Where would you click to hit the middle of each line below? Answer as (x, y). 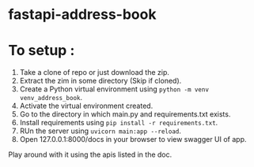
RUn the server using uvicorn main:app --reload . (100, 131)
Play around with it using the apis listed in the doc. (90, 154)
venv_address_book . (51, 98)
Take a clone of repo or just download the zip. (95, 72)
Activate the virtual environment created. (86, 106)
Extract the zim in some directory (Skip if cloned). (100, 81)
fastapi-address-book (82, 15)
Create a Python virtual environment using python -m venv (114, 89)
